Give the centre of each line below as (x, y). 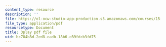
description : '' (22, 14)
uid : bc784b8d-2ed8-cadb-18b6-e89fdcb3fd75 (51, 37)
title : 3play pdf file (28, 32)
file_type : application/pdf (34, 23)
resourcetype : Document (30, 28)
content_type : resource (30, 10)
